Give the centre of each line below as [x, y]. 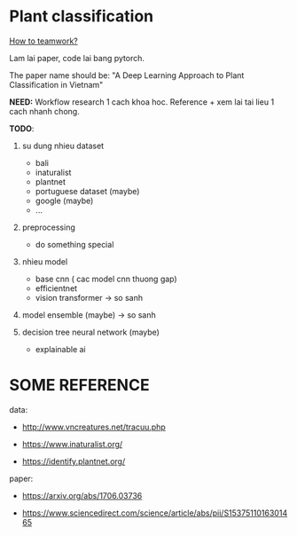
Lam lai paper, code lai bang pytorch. [77, 58]
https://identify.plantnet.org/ [74, 461]
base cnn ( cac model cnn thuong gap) [106, 279]
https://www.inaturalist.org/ [72, 444]
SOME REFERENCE [79, 386]
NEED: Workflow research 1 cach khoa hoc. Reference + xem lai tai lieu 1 [142, 102]
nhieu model [45, 261]
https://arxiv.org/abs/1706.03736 [82, 495]
